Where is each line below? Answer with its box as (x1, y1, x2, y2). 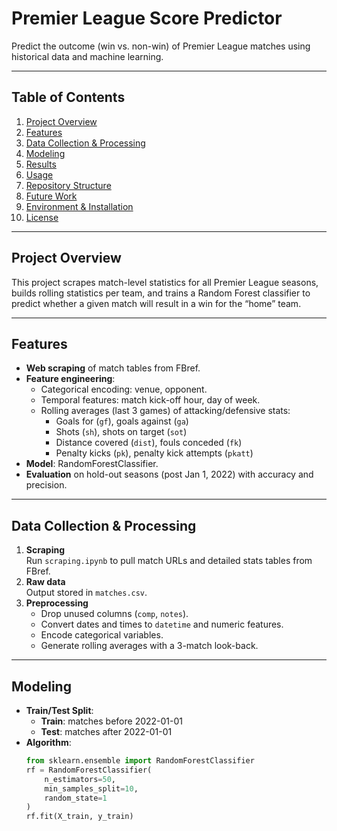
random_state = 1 (44, 793, 108, 803)
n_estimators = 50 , (44, 774, 117, 784)
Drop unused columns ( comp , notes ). (40, 608, 189, 620)
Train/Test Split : (25, 705, 94, 716)
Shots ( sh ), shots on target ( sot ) (55, 426, 188, 438)
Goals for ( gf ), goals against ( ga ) (55, 415, 189, 427)
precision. (25, 479, 68, 491)
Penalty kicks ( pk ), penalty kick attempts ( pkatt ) (55, 447, 254, 459)
